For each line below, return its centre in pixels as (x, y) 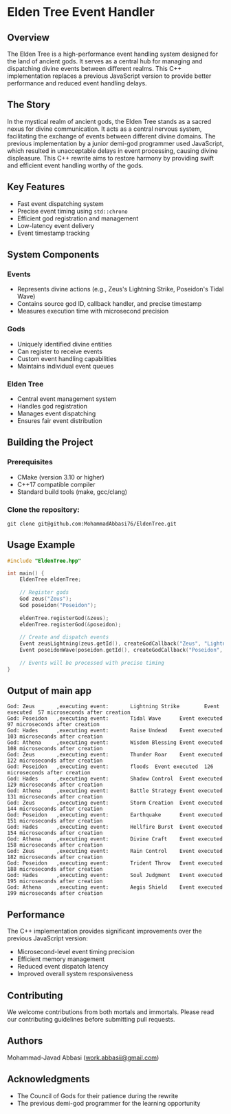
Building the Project (50, 443)
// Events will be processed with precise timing (92, 663)
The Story (29, 105)
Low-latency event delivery (56, 225)
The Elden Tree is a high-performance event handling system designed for (113, 54)
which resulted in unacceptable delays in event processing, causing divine (112, 151)
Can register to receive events (60, 351)
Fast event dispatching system (60, 203)
